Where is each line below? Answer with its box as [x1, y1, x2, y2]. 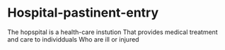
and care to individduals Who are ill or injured [7, 35, 139, 43]
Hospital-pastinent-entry [7, 5, 159, 21]
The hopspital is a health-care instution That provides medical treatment [7, 28, 218, 36]
